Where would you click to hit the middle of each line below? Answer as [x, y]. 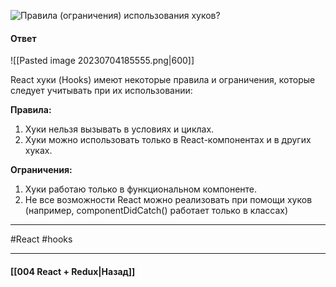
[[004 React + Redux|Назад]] [73, 271]
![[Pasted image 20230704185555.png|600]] [102, 61]
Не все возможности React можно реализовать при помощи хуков [168, 200]
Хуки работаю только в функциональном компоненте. [141, 189]
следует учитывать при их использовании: [101, 91]
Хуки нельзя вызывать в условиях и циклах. [119, 129]
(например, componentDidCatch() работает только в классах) [156, 211]
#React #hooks [41, 239]
